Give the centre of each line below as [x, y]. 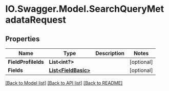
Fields [15, 70]
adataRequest [36, 20]
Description [110, 53]
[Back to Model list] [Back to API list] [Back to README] [64, 83]
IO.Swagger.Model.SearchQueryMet [85, 9]
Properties [23, 39]
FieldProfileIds [26, 62]
